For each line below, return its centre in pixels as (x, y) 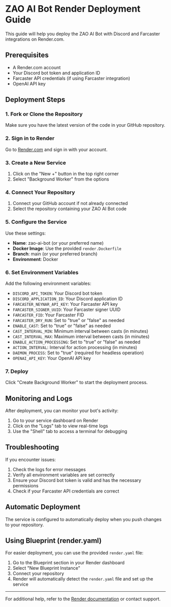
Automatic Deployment (43, 507)
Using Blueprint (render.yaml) (53, 541)
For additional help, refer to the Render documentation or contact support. (83, 599)
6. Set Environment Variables (42, 272)
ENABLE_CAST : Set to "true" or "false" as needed (62, 326)
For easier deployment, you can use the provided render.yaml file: (74, 553)
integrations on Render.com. (35, 39)
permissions (25, 485)
